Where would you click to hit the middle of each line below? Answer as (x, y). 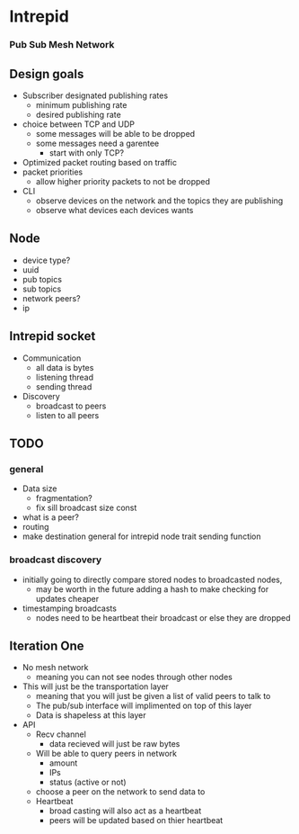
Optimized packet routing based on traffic (100, 162)
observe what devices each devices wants (114, 210)
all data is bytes (65, 367)
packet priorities (53, 172)
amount (63, 763)
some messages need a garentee (97, 143)
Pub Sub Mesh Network (62, 45)
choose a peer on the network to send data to (120, 792)
